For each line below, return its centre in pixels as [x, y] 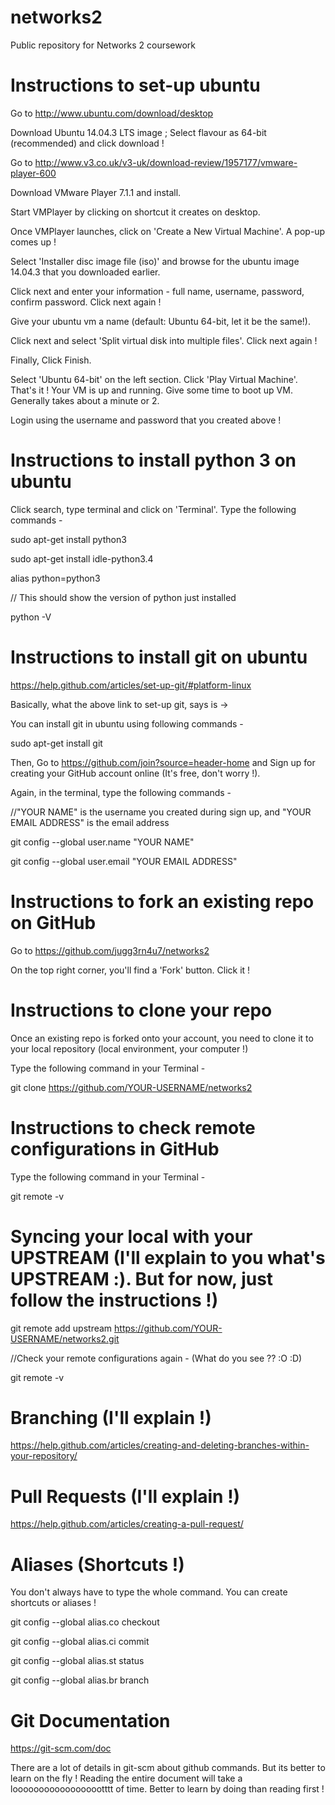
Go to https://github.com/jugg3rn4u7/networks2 [110, 950]
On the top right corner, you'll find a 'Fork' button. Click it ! [130, 970]
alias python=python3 [55, 578]
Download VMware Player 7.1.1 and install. [96, 192]
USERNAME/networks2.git [65, 1338]
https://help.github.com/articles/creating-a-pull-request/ [127, 1524]
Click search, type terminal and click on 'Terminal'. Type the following [153, 509]
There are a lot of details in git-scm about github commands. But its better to [168, 1768]
